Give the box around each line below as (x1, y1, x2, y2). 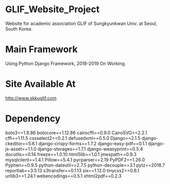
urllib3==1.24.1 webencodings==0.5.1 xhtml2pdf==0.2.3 (5, 173, 122, 179)
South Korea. (5, 25, 32, 32)
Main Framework (5, 44, 78, 55)
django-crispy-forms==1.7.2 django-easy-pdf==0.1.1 (38, 140, 147, 146)
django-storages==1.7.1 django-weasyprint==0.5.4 (37, 146, 143, 152)
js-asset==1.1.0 (5, 146, 37, 152)
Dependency (5, 113, 61, 124)
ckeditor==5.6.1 (5, 140, 38, 146)
